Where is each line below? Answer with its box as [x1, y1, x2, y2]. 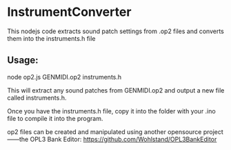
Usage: [7, 55, 39, 66]
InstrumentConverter [7, 4, 132, 20]
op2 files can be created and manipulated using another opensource [7, 127, 202, 135]
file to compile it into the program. [7, 114, 103, 122]
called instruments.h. [7, 93, 67, 102]
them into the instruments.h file [7, 34, 96, 42]
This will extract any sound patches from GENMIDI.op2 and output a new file [7, 86, 225, 94]
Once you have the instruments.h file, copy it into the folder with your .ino [7, 106, 216, 115]
